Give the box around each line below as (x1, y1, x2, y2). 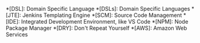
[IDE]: (6, 18, 20, 25)
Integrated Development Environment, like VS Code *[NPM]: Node (21, 18, 189, 25)
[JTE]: (6, 12, 21, 19)
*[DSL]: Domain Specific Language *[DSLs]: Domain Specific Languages (6, 5, 190, 12)
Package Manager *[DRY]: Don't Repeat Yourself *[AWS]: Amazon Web (6, 24, 187, 31)
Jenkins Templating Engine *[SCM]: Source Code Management (22, 12, 182, 19)
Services (6, 31, 28, 38)
